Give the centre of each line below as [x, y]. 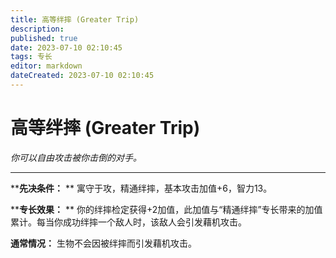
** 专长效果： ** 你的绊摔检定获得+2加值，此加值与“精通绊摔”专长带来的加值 [166, 209]
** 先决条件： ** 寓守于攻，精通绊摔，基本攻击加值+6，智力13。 [141, 188]
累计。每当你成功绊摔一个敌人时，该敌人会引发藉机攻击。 [128, 222]
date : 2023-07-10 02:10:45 [66, 47]
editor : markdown [46, 66]
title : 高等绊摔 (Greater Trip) [75, 19]
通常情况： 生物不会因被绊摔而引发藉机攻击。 [103, 243]
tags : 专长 [31, 57]
